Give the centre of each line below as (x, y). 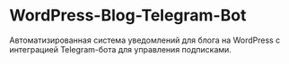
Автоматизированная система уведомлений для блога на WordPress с (145, 40)
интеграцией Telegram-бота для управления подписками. (120, 49)
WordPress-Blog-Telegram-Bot (128, 16)
